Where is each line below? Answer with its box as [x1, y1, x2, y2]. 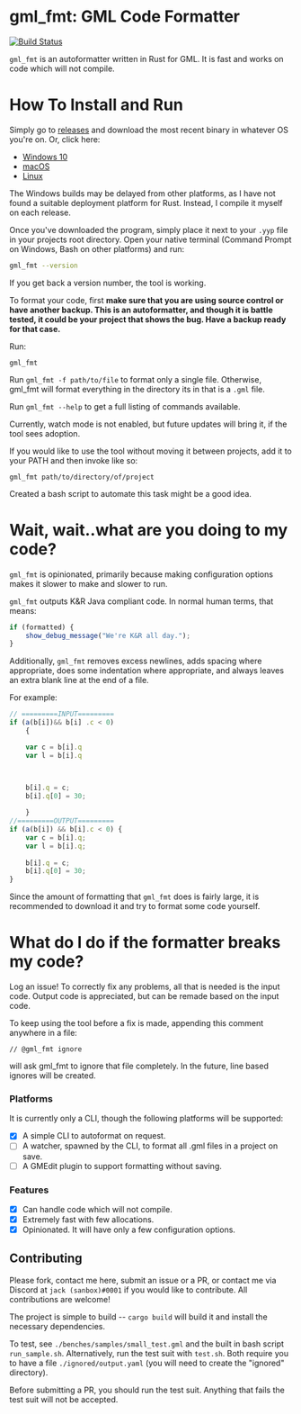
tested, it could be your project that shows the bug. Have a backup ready [9, 313, 287, 325]
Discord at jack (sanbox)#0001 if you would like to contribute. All [9, 1284, 248, 1295]
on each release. [9, 207, 72, 218]
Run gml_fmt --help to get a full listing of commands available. [9, 401, 241, 411]
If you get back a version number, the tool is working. [9, 277, 207, 288]
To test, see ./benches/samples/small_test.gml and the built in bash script [9, 1338, 285, 1349]
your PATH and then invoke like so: [9, 455, 138, 465]
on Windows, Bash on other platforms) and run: [9, 243, 185, 254]
